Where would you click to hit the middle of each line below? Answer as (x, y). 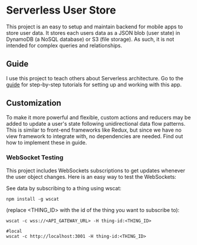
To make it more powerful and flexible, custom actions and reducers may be (98, 117)
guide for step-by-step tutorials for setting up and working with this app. (94, 84)
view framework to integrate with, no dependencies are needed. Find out (95, 136)
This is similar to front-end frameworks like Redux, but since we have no (94, 130)
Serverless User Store (61, 10)
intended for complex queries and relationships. (64, 45)
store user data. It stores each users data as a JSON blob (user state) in (93, 32)
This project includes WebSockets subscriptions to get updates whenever (96, 170)
